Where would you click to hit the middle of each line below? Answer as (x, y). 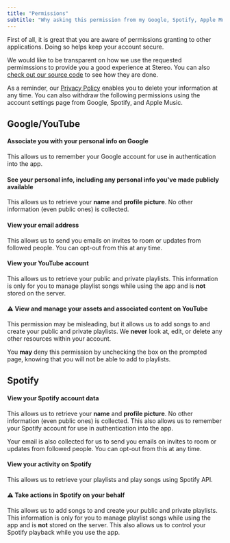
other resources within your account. (59, 338)
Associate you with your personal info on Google (78, 141)
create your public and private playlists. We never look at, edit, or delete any (115, 331)
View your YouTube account (48, 263)
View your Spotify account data (53, 398)
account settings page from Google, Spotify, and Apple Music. (95, 102)
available (20, 186)
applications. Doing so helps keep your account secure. (86, 47)
